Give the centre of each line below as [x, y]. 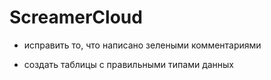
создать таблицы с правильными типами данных [129, 64]
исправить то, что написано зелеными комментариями [142, 45]
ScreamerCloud [76, 17]
